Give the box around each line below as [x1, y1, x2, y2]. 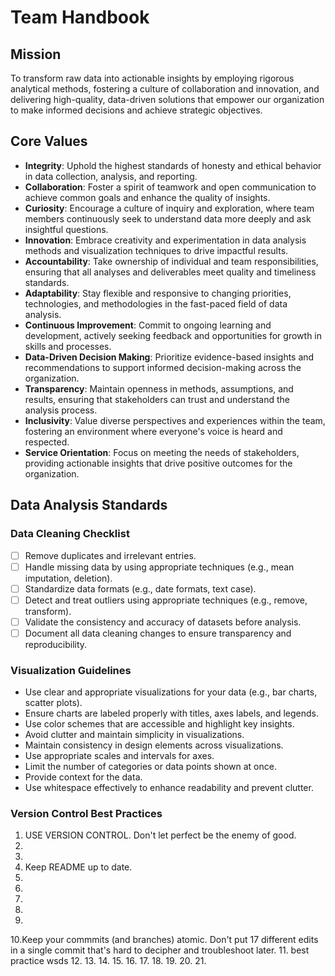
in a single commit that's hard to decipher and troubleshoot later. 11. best [10, 944, 310, 956]
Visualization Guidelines [10, 663, 132, 677]
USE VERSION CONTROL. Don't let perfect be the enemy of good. [24, 829, 297, 841]
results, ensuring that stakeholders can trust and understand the [24, 393, 290, 405]
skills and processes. [24, 340, 112, 352]
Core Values [10, 133, 88, 150]
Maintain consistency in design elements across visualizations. [24, 739, 284, 751]
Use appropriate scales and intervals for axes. [24, 750, 215, 762]
